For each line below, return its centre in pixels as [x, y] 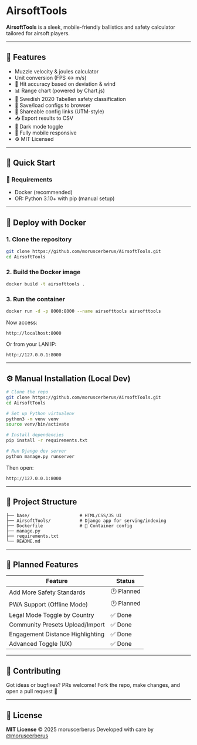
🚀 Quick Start [31, 163]
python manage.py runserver [40, 456]
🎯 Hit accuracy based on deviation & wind [65, 84]
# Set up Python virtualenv [40, 413]
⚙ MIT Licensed [34, 139]
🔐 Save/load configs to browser [52, 105]
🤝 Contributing [33, 671]
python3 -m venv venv [33, 419]
